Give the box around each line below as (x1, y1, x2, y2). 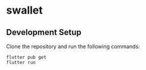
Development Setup (6, 27, 82, 37)
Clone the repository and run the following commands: (6, 43, 140, 50)
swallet (6, 4, 43, 17)
